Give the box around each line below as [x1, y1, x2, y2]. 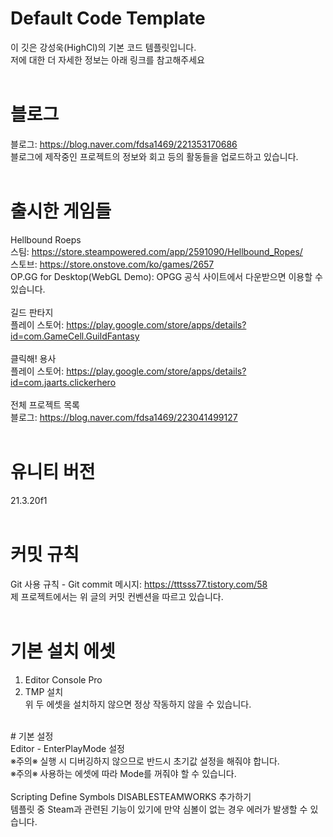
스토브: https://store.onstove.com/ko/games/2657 [10, 258, 215, 270]
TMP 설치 [24, 685, 64, 697]
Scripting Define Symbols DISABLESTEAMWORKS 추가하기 [10, 790, 252, 802]
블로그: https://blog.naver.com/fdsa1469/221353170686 [10, 138, 238, 150]
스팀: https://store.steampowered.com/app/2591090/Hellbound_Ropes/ [10, 245, 303, 257]
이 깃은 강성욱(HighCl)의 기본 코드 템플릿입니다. [10, 41, 197, 53]
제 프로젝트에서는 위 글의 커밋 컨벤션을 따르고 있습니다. [10, 590, 224, 602]
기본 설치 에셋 [10, 640, 116, 662]
